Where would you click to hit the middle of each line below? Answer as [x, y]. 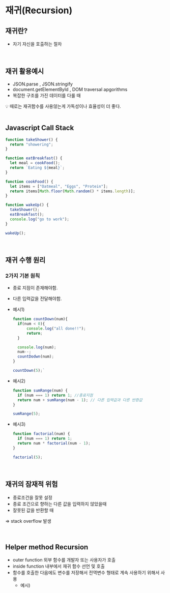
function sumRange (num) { [40, 390]
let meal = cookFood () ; [35, 163]
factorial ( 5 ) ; [27, 457]
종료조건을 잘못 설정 [32, 497]
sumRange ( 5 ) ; [26, 414]
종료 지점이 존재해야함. [35, 288]
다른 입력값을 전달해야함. [37, 299]
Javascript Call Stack [40, 128]
